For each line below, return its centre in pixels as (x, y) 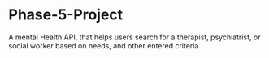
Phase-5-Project (66, 15)
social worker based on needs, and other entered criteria (104, 45)
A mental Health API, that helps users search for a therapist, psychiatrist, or (134, 37)
